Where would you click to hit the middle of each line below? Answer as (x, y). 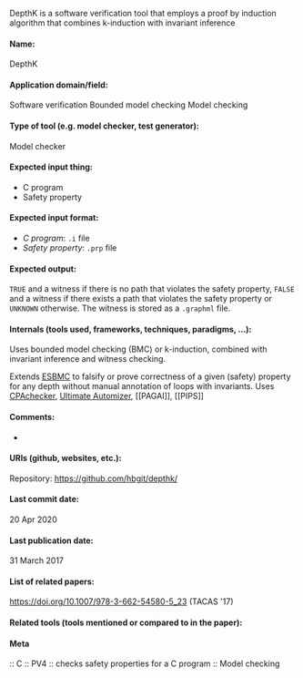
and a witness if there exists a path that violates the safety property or (141, 299)
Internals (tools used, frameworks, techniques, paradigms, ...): (131, 329)
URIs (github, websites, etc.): (66, 458)
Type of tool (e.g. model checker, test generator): (105, 126)
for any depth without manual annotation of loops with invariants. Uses (142, 386)
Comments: (32, 417)
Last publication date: (51, 540)
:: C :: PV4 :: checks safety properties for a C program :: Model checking (145, 663)
